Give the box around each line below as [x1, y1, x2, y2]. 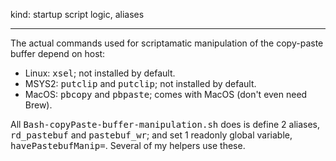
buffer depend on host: [10, 48, 106, 59]
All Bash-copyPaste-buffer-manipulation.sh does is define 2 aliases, [10, 119, 321, 130]
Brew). [24, 99, 53, 111]
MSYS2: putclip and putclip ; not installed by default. [24, 78, 257, 89]
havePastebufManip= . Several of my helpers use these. [10, 140, 246, 151]
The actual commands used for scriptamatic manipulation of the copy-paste [10, 37, 324, 49]
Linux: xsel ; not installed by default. [24, 67, 176, 79]
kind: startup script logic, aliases [10, 9, 145, 20]
